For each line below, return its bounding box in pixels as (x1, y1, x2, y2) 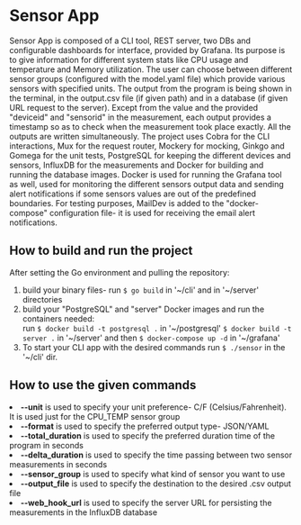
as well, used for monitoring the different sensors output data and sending (9, 178, 285, 189)
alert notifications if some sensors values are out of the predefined (9, 188, 257, 199)
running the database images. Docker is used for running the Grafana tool (9, 168, 282, 180)
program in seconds (9, 439, 84, 450)
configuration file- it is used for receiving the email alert (49, 207, 256, 218)
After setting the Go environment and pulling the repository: (9, 267, 230, 277)
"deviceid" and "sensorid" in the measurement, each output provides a (9, 112, 272, 122)
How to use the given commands (9, 377, 197, 393)
